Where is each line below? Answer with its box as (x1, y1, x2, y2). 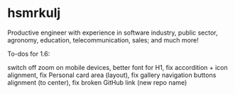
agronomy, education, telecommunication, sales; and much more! (7, 35, 199, 44)
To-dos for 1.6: (7, 49, 50, 58)
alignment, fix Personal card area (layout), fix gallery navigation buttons (7, 71, 217, 79)
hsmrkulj (7, 5, 61, 21)
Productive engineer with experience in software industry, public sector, (7, 28, 218, 37)
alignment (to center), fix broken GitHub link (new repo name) (7, 78, 187, 86)
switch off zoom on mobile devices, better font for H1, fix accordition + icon (7, 63, 229, 71)
